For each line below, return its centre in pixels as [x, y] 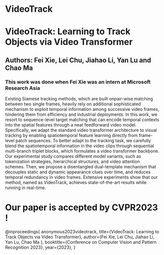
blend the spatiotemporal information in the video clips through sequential [80, 146]
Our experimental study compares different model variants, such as [73, 157]
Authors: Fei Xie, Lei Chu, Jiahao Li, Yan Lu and [78, 60]
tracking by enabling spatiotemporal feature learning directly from [71, 135]
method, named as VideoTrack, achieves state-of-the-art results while [76, 183]
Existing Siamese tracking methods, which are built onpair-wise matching [79, 99]
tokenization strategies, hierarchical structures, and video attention [73, 161]
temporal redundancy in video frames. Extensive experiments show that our [82, 177]
